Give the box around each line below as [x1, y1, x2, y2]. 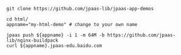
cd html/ [6, 16, 29, 22]
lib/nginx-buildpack [6, 37, 59, 44]
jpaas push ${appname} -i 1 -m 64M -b [6, 32, 105, 38]
